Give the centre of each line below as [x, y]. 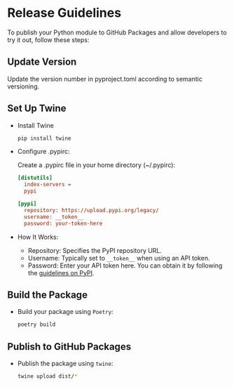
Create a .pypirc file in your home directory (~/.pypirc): [96, 165]
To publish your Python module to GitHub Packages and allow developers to [117, 32]
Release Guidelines [64, 13]
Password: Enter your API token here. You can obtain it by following [125, 265]
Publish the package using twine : [65, 364]
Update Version [42, 62]
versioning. [23, 86]
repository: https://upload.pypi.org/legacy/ [91, 210]
